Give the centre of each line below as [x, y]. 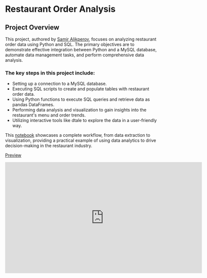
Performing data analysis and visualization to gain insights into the [79, 110]
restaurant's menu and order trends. [49, 115]
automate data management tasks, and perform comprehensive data [74, 55]
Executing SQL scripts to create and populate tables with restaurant [81, 89]
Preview [13, 155]
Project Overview [32, 27]
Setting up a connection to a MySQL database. [59, 84]
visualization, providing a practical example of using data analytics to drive [81, 140]
